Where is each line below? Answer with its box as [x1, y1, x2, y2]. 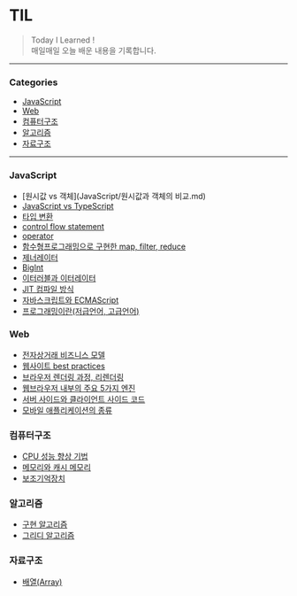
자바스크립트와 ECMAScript [21, 294, 119, 306]
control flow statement [21, 221, 104, 231]
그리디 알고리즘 [21, 530, 75, 541]
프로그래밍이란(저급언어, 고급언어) [21, 306, 140, 316]
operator [21, 230, 55, 241]
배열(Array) [21, 577, 63, 587]
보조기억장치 [21, 473, 66, 484]
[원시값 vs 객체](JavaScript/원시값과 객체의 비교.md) [21, 190, 206, 201]
